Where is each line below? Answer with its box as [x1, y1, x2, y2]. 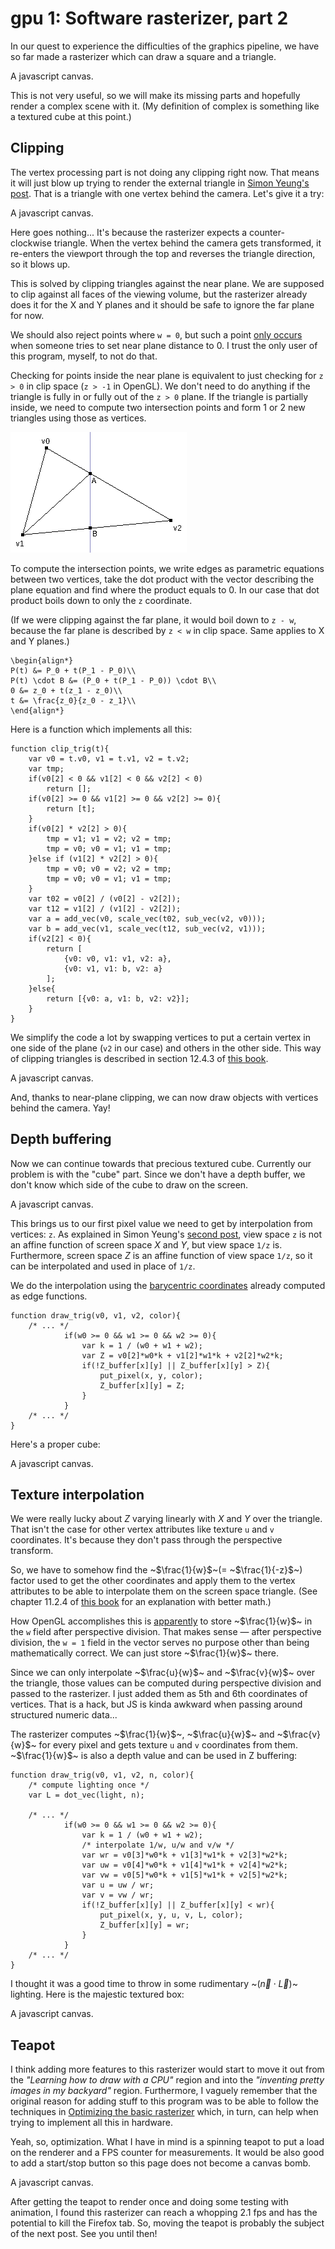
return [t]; [46, 803, 97, 814]
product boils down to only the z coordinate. [10, 594, 193, 606]
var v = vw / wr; [81, 1890, 155, 1901]
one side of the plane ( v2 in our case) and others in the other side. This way [10, 1042, 322, 1054]
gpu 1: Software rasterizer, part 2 [10, 7, 289, 30]
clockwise [10, 237, 52, 249]
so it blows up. [10, 258, 71, 270]
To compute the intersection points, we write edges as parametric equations [10, 562, 325, 574]
